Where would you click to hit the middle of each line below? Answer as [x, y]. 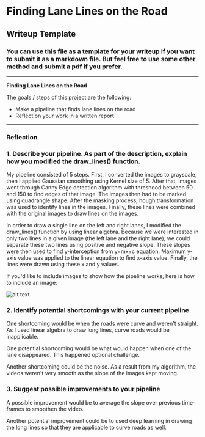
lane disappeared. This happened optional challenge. [73, 355]
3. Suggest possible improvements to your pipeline [83, 389]
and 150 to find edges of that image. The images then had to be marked [96, 194]
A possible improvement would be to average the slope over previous [94, 402]
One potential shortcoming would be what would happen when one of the [99, 348]
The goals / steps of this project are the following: [69, 97]
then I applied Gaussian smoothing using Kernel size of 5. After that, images [102, 181]
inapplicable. [22, 337]
